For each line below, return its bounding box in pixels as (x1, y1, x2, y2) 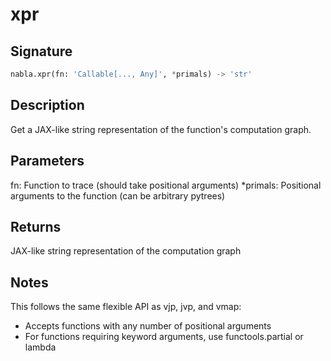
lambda (24, 341, 57, 353)
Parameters (10, 153, 85, 170)
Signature (10, 43, 73, 60)
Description (10, 97, 85, 114)
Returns (10, 218, 62, 235)
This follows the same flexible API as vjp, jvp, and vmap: (10, 301, 242, 313)
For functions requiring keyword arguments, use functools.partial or (24, 331, 304, 343)
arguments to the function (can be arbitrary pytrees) (10, 189, 226, 202)
